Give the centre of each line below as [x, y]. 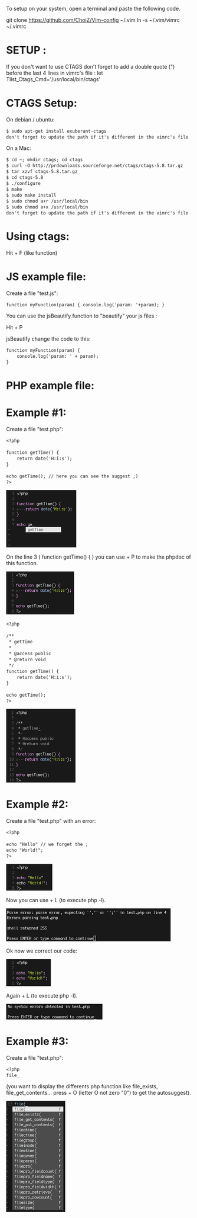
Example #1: [36, 413]
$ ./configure [24, 183]
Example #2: [37, 804]
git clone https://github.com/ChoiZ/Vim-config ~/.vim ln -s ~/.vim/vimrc [93, 20]
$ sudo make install [32, 195]
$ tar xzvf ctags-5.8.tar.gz [42, 171]
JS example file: [46, 277]
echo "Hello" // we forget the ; [47, 844]
